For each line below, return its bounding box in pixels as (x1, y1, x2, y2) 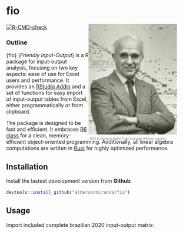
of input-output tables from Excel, (6, 95, 88, 103)
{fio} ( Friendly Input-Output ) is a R (6, 52, 89, 59)
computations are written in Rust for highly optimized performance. (6, 144, 169, 151)
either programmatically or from (6, 102, 84, 109)
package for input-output (6, 58, 68, 65)
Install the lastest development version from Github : (6, 177, 132, 184)
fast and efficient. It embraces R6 (6, 126, 87, 133)
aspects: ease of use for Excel (6, 71, 79, 78)
